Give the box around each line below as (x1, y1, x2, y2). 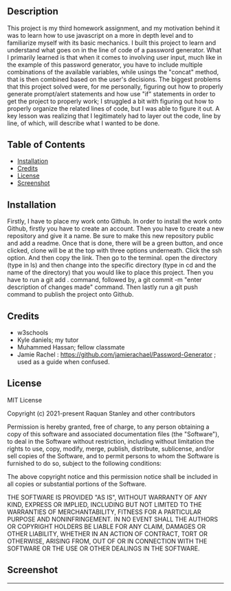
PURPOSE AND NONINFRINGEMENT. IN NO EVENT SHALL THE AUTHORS (7, 515, 219, 523)
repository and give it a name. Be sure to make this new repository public (7, 232, 214, 240)
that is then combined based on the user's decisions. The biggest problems (7, 75, 221, 83)
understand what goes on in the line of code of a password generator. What (7, 45, 222, 54)
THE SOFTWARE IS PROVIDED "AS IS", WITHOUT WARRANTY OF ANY (7, 493, 208, 501)
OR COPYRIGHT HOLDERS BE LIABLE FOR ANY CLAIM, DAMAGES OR (7, 522, 206, 530)
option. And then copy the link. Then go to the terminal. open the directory (7, 254, 218, 262)
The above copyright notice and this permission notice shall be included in (7, 472, 218, 480)
